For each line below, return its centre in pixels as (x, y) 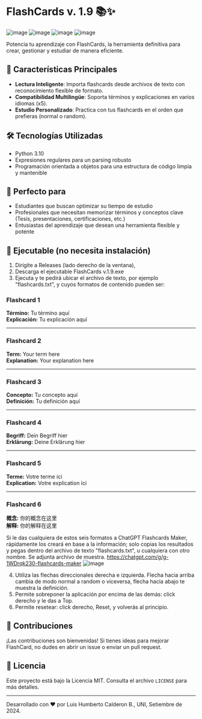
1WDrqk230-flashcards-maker (44, 563)
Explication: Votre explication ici (47, 483)
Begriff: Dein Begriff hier (37, 436)
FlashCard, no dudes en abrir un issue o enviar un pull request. (84, 647)
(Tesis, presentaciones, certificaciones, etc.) (70, 219)
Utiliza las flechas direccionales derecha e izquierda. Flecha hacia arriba (105, 575)
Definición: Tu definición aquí (43, 401)
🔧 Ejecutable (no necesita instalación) (78, 251)
